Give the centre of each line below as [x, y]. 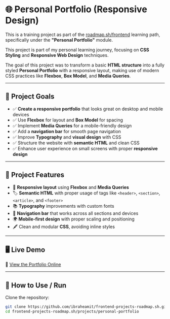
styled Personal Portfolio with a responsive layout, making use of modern [82, 70]
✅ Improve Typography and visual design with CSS [67, 137]
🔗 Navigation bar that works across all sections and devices [75, 213]
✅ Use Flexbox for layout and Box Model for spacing [68, 120]
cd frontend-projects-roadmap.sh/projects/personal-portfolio [72, 312]
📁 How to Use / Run [36, 285]
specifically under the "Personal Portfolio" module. [59, 40]
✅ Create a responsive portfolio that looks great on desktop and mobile [88, 109]
